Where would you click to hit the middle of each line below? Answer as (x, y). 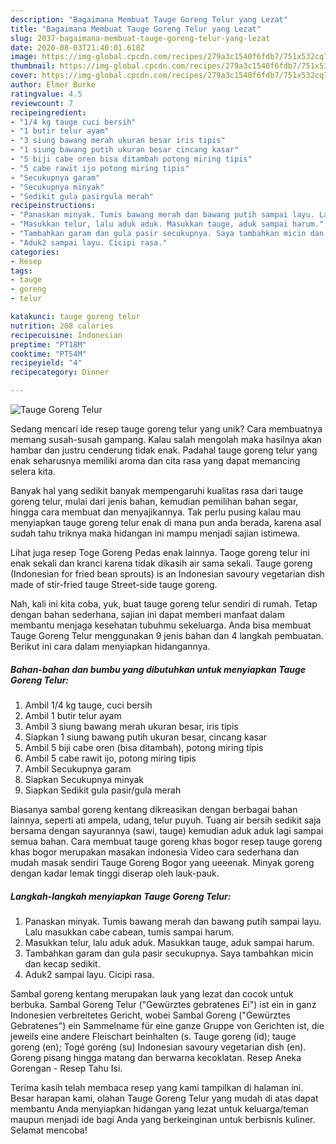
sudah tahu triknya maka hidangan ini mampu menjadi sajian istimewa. (155, 533)
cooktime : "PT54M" (48, 354)
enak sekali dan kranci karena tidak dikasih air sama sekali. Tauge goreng (161, 563)
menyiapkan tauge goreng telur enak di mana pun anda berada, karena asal (166, 522)
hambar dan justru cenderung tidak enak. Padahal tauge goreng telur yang (164, 450)
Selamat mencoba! (49, 1130)
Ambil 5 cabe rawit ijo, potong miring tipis (110, 758)
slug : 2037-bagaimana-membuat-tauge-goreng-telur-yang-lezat (140, 38)
